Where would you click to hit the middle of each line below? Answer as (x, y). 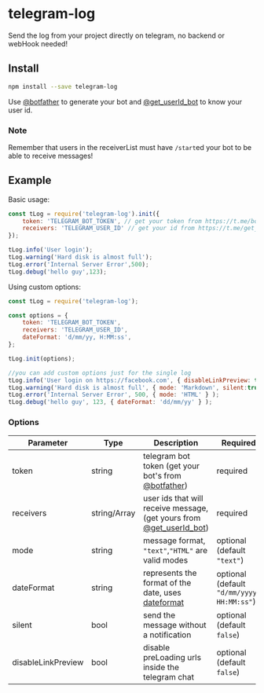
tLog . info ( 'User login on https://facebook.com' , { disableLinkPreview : (130, 380)
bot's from (162, 475)
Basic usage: (29, 199)
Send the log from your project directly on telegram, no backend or (117, 35)
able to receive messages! (51, 156)
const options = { (38, 315)
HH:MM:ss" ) (236, 601)
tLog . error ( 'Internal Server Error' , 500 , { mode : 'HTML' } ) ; (114, 395)
